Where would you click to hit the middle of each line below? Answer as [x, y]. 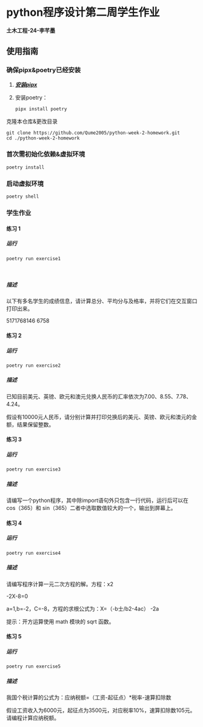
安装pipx [26, 84]
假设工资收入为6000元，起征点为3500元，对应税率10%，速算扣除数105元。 [101, 711]
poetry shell [23, 197]
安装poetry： [31, 97]
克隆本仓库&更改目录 [32, 121]
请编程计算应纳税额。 [33, 718]
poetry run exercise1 [34, 258]
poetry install [25, 167]
